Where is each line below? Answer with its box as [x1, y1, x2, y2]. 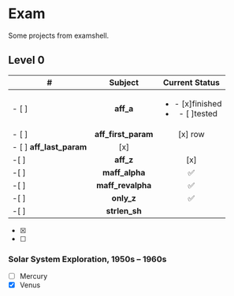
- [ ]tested [178, 108, 218, 119]
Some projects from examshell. [8, 31, 110, 40]
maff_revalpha [95, 179, 152, 191]
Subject [109, 76, 139, 87]
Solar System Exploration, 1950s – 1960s [8, 253, 167, 265]
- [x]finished [174, 98, 222, 109]
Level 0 [8, 54, 45, 67]
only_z [111, 192, 136, 203]
